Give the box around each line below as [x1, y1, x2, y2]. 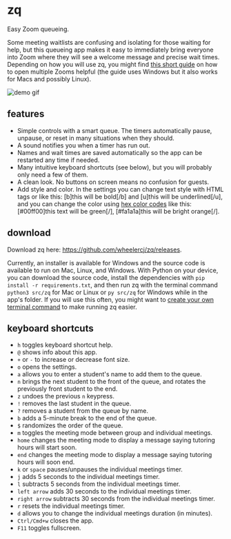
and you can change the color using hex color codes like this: [17, 199, 192, 208]
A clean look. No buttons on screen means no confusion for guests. [17, 178, 210, 186]
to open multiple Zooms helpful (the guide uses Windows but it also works [7, 68, 219, 76]
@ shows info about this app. [17, 348, 98, 356]
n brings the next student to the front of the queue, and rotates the [17, 378, 206, 386]
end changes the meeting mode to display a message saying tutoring [17, 451, 212, 459]
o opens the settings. [17, 363, 77, 371]
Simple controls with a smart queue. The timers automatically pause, [17, 126, 212, 134]
